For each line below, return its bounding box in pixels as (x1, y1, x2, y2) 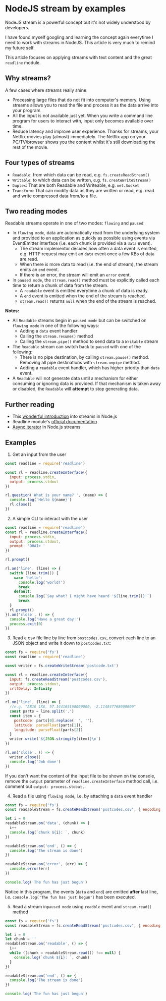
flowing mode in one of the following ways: (12, 323, 99, 329)
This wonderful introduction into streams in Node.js (12, 413, 117, 419)
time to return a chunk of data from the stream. (12, 282, 109, 288)
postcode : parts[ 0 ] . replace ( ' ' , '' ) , (14, 718, 94, 723)
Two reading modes (5, 207, 68, 216)
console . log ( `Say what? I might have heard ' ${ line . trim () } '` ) (18, 594, 152, 599)
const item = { (9, 713, 41, 719)
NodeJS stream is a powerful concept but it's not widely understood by (5, 19, 151, 25)
